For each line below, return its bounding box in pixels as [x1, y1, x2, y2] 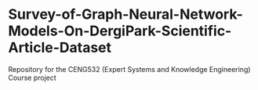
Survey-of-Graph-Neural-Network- [8, 5, 243, 23]
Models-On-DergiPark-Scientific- [8, 22, 232, 40]
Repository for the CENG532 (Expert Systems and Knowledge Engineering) [8, 64, 251, 74]
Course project [8, 73, 56, 82]
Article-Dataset [8, 39, 112, 56]
